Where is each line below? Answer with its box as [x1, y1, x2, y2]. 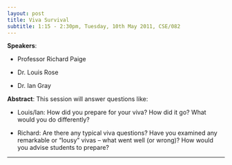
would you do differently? [17, 115, 90, 124]
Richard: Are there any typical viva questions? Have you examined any [17, 129, 217, 137]
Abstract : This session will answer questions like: [7, 95, 148, 103]
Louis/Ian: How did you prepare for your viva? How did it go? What [17, 108, 206, 117]
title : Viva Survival [7, 16, 70, 23]
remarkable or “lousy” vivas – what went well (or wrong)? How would [17, 136, 214, 144]
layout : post [7, 10, 45, 17]
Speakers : [7, 42, 37, 50]
